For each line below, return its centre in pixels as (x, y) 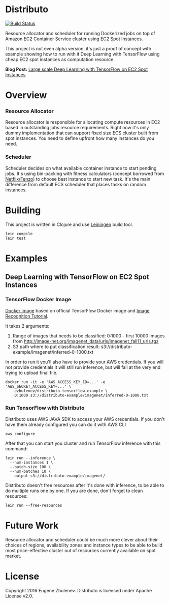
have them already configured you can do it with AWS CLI (65, 424)
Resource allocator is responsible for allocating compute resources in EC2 (83, 122)
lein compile (19, 234)
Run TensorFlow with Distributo (45, 408)
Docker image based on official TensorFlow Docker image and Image (77, 310)
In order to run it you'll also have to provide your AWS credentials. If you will (84, 362)
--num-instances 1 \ (31, 462)
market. (13, 556)
